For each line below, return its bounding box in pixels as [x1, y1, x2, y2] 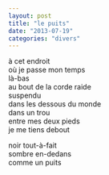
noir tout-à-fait [8, 140, 58, 150]
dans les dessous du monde [8, 99, 102, 109]
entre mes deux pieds [8, 116, 80, 126]
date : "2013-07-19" [8, 27, 74, 35]
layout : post [8, 11, 52, 20]
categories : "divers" [8, 34, 81, 43]
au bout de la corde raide [8, 82, 92, 92]
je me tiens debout [8, 125, 71, 135]
